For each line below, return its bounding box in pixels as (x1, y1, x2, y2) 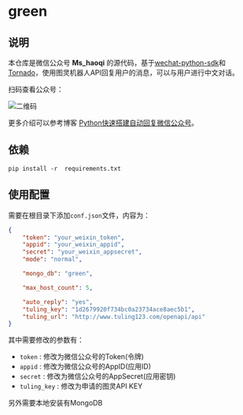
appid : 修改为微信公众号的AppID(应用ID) (19, 361, 152, 372)
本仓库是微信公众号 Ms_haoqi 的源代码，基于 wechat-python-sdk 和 (8, 58, 226, 67)
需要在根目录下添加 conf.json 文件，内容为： (8, 210, 151, 220)
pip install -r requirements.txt (8, 165, 122, 172)
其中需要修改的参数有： (8, 335, 84, 345)
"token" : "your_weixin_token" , (22, 233, 125, 242)
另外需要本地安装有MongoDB (8, 398, 103, 408)
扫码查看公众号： (8, 85, 64, 94)
